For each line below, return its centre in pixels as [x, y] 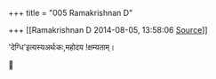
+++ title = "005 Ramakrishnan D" [71, 13]
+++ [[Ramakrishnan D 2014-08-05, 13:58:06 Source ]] [108, 30]
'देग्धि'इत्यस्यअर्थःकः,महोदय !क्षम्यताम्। [61, 47]
